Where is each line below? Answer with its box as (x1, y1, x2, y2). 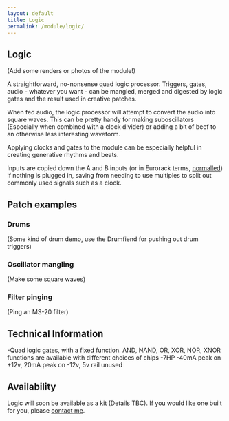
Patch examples (7, 198, 78, 210)
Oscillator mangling (7, 259, 74, 269)
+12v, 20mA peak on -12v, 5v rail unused (7, 361, 122, 369)
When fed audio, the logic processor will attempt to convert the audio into (7, 108, 216, 116)
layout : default (7, 10, 54, 17)
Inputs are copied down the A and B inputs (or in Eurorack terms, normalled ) (7, 164, 223, 172)
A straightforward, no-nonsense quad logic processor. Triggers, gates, (7, 80, 208, 88)
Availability (7, 380, 56, 393)
